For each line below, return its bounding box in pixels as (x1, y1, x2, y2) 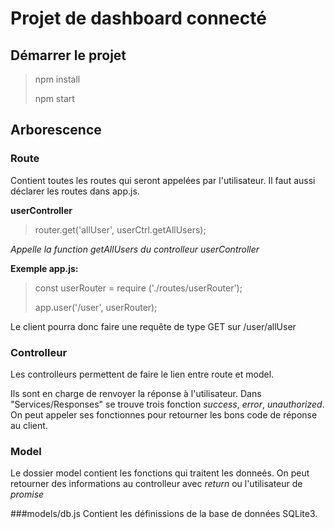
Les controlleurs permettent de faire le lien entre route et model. (10, 368, 275, 380)
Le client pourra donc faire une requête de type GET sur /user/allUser (10, 320, 297, 332)
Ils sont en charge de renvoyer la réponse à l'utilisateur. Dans (10, 387, 262, 399)
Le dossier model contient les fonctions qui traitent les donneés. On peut (10, 467, 310, 479)
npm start (34, 93, 75, 104)
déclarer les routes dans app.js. (10, 185, 140, 197)
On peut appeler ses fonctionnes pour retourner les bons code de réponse (10, 408, 318, 421)
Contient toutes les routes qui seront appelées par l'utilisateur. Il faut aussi (10, 174, 316, 186)
